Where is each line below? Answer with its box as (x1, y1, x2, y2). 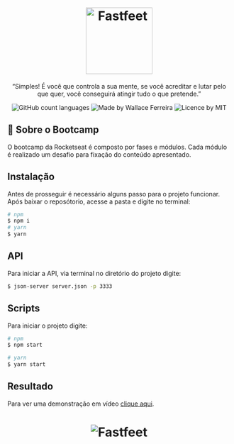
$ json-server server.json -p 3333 (7, 282, 113, 290)
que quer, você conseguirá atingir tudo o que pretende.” (37, 89, 201, 98)
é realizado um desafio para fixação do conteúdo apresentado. (7, 150, 191, 159)
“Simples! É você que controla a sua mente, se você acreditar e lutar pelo (11, 82, 227, 90)
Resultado (7, 380, 53, 393)
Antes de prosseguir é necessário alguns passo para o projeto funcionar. (7, 189, 221, 198)
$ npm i (7, 217, 30, 225)
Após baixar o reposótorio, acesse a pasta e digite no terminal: (7, 197, 191, 206)
